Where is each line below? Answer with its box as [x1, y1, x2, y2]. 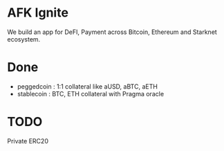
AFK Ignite [7, 5, 69, 21]
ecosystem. [7, 35, 41, 43]
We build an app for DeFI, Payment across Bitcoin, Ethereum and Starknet [7, 28, 218, 36]
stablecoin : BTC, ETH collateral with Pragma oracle [17, 89, 165, 98]
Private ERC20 [7, 136, 48, 145]
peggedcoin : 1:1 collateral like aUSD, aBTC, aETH [17, 82, 158, 91]
